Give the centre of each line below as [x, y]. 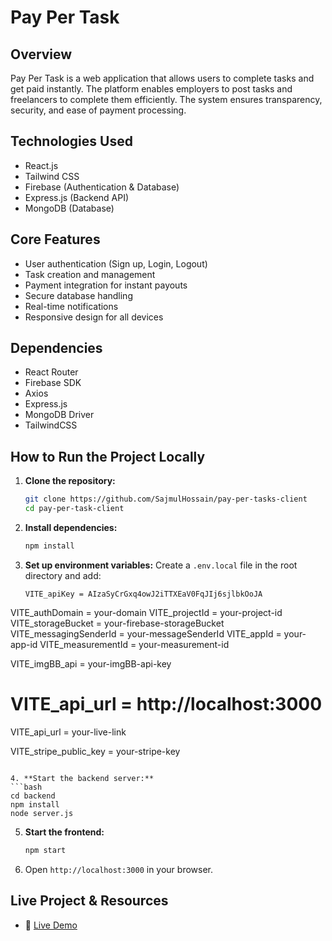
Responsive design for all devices [94, 317]
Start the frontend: [64, 832]
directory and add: [63, 575]
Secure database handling [78, 295]
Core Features [55, 239]
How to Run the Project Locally [108, 456]
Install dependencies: [71, 527]
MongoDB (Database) [69, 208]
